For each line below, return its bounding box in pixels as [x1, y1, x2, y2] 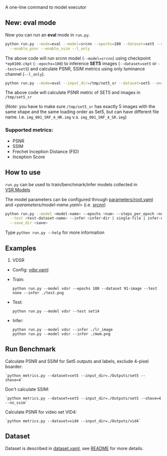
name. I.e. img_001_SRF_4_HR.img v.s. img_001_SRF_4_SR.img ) [5, 114, 127, 120]
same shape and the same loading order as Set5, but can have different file [5, 109, 159, 115]
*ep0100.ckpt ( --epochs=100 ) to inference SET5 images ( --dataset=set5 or [5, 60, 157, 66]
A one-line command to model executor [5, 4, 86, 10]
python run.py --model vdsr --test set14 [12, 309, 99, 314]
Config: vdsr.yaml [12, 266, 49, 273]
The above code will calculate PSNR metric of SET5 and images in [5, 90, 141, 96]
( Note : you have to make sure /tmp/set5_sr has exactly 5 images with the [5, 104, 156, 110]
